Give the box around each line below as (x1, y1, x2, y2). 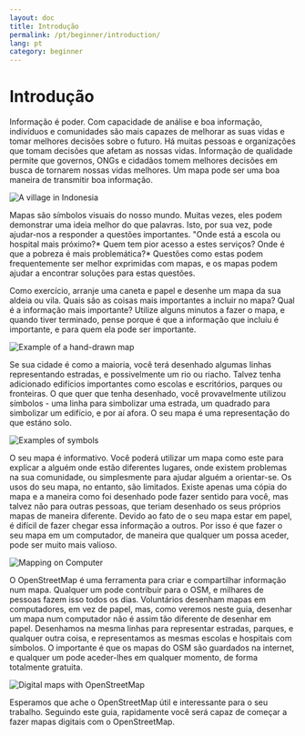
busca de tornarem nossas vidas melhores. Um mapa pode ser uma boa (9, 165, 280, 176)
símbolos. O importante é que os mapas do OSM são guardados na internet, (9, 642, 295, 653)
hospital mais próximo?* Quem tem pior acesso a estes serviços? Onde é (9, 238, 285, 250)
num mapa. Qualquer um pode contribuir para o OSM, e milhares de (9, 584, 264, 596)
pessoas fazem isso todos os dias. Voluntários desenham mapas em (9, 594, 267, 605)
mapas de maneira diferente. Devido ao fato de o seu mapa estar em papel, (9, 510, 293, 521)
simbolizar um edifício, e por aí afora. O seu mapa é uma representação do (9, 408, 290, 418)
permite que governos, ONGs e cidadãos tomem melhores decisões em (9, 156, 278, 166)
